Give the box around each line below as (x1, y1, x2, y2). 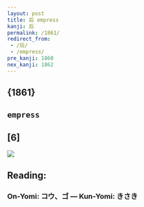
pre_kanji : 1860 (7, 55, 54, 62)
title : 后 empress (7, 17, 59, 23)
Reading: (7, 169, 47, 181)
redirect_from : (7, 36, 51, 43)
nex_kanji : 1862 (7, 61, 54, 68)
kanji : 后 (7, 23, 34, 30)
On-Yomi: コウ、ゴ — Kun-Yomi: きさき (7, 191, 138, 201)
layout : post (7, 10, 45, 17)
